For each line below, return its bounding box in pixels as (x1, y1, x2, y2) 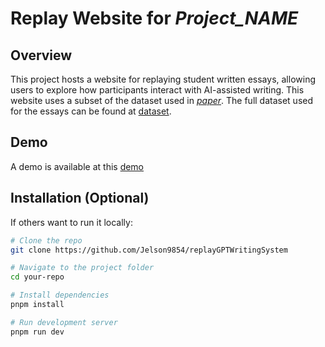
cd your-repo (10, 272, 65, 282)
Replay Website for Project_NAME (10, 7, 299, 30)
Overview (10, 47, 73, 64)
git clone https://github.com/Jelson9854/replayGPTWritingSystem (10, 245, 288, 255)
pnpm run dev (10, 327, 65, 337)
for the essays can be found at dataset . (10, 105, 172, 117)
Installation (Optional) (10, 190, 150, 207)
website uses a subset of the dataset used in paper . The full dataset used (10, 95, 314, 106)
